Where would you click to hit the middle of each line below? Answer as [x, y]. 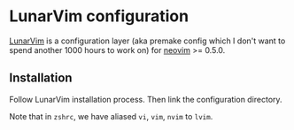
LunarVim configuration [99, 16]
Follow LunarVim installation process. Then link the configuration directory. [146, 99]
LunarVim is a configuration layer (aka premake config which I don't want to [147, 41]
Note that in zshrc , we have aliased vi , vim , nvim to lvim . [111, 116]
